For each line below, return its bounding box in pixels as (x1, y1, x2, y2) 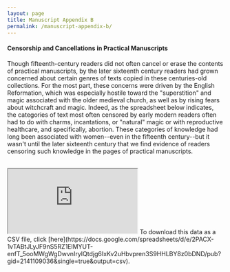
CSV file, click (7, 235, 47, 243)
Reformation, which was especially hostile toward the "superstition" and (7, 89, 211, 97)
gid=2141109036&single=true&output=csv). (7, 257, 130, 265)
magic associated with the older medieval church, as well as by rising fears (7, 95, 220, 104)
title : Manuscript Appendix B (7, 16, 94, 23)
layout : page (7, 10, 45, 17)
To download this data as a (139, 227, 216, 236)
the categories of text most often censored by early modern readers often (7, 111, 217, 119)
